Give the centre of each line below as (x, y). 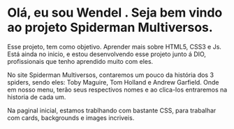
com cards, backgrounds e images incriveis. (71, 118)
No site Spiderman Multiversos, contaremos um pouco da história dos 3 (111, 75)
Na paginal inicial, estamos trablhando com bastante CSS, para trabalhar (112, 110)
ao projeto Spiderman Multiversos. (110, 27)
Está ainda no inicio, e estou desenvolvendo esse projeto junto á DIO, (107, 54)
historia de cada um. (37, 97)
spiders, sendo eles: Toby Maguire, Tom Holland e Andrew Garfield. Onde (113, 82)
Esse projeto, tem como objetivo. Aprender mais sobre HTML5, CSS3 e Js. (115, 46)
